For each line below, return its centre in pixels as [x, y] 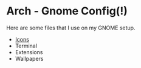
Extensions [29, 52]
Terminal [26, 46]
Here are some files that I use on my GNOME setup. [71, 28]
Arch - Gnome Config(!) [67, 11]
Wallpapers [29, 58]
